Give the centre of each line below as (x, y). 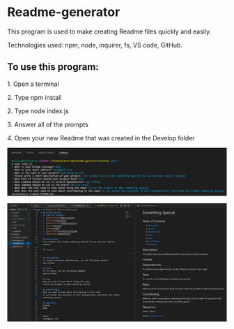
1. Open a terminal (33, 84)
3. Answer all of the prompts (48, 124)
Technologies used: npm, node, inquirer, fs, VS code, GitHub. (95, 45)
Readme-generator (64, 12)
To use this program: (53, 67)
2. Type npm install (34, 97)
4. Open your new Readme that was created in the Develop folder (101, 138)
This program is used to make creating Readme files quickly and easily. (109, 31)
